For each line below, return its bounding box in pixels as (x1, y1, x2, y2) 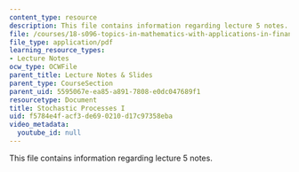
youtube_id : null (17, 129, 82, 137)
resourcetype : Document (9, 95, 98, 105)
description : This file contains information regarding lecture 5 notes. (9, 21, 289, 30)
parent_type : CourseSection (9, 79, 114, 88)
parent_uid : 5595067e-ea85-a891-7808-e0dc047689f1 (9, 87, 201, 96)
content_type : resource (9, 12, 98, 22)
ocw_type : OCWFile (9, 63, 77, 72)
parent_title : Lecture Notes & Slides (9, 71, 153, 80)
